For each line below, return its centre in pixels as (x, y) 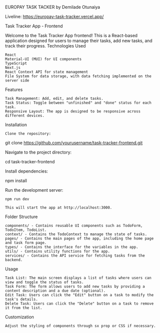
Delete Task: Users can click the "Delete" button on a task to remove (79, 304)
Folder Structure (21, 217)
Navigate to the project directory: (38, 152)
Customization (20, 317)
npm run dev (17, 199)
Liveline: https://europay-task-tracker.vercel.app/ (54, 16)
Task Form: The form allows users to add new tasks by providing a (75, 287)
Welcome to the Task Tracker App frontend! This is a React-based (71, 35)
